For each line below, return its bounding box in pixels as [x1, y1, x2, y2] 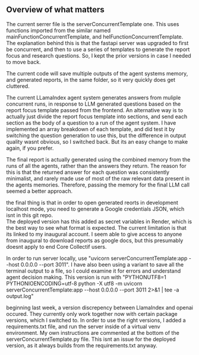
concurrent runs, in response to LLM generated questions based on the [6, 100, 181, 107]
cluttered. [6, 83, 30, 90]
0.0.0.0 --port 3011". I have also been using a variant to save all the [20, 261, 184, 268]
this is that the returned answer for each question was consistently [6, 169, 170, 176]
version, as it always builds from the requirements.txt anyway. [6, 341, 157, 349]
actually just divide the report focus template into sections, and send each [6, 113, 188, 120]
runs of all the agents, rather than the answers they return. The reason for [6, 162, 187, 169]
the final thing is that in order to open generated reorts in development [6, 199, 178, 206]
